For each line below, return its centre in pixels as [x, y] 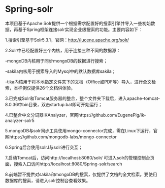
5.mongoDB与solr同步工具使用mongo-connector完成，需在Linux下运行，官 [81, 130]
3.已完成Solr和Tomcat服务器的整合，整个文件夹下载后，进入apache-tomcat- [82, 98]
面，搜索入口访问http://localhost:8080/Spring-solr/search [64, 164]
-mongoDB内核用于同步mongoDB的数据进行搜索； [56, 61]
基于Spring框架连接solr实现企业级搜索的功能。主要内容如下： [80, 29]
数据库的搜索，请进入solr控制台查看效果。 [48, 180]
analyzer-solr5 [20, 120]
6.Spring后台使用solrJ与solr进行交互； [44, 147]
